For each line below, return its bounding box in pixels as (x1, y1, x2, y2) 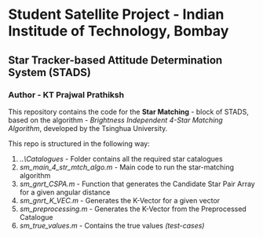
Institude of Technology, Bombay (8, 22, 229, 40)
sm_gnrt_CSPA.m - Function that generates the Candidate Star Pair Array (19, 179, 255, 188)
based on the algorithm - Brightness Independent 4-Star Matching (8, 115, 224, 125)
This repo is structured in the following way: (8, 139, 151, 148)
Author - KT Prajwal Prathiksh (8, 89, 124, 100)
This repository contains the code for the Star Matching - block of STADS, (8, 107, 249, 116)
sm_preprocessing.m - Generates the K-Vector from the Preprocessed (19, 204, 247, 213)
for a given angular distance (19, 187, 111, 197)
